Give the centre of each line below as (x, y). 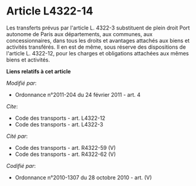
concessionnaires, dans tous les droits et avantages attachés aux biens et (98, 40)
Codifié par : (21, 166)
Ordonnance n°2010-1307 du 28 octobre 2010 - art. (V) (83, 177)
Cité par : (17, 136)
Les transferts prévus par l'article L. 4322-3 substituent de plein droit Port (98, 28)
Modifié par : (22, 83)
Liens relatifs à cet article (39, 71)
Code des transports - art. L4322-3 (59, 124)
